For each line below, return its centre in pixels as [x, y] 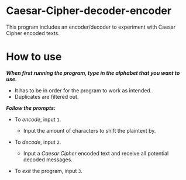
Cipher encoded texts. [33, 33]
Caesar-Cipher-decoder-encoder [89, 11]
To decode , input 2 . [38, 142]
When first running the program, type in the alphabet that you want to [93, 73]
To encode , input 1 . [38, 119]
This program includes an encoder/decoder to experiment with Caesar [91, 27]
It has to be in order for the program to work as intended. [83, 90]
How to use [34, 57]
